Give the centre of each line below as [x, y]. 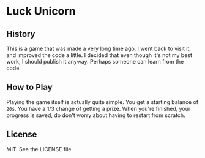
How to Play [30, 87]
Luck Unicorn [41, 11]
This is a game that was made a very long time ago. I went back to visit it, [99, 48]
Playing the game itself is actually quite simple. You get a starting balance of [102, 102]
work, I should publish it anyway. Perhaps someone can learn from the [95, 62]
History [21, 34]
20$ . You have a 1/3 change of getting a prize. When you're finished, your [99, 108]
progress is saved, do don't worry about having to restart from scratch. [96, 115]
